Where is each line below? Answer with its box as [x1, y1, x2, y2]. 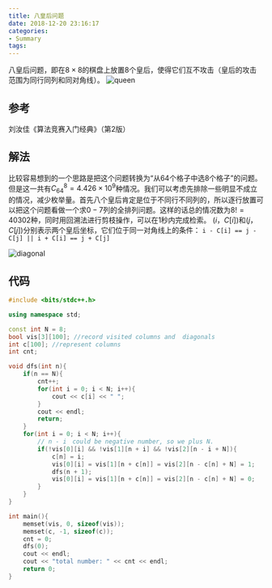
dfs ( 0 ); [23, 543, 49, 551]
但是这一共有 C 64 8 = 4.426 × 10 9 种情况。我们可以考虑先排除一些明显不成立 [8, 182, 257, 195]
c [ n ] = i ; [51, 452, 85, 461]
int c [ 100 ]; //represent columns [8, 341, 121, 349]
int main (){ [8, 512, 49, 520]
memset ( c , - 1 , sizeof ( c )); [23, 527, 114, 535]
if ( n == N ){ [23, 370, 63, 379]
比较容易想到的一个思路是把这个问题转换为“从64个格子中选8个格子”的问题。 [8, 173, 262, 183]
